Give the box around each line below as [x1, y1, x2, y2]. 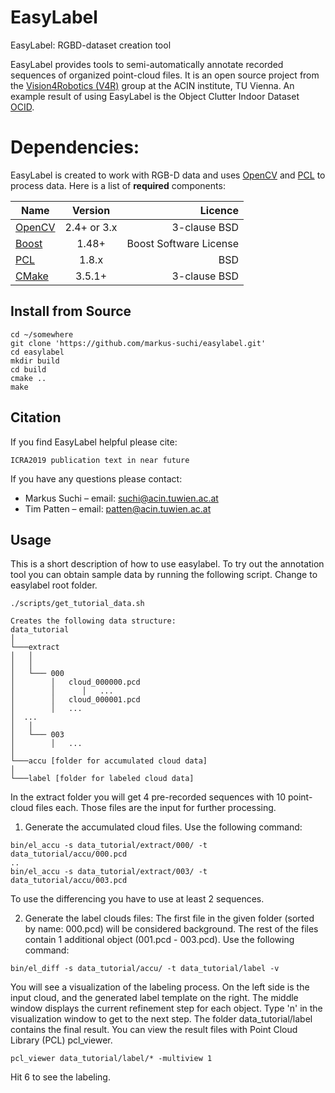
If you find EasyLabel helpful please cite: [10, 436, 178, 448]
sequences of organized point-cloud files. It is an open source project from [10, 69, 320, 81]
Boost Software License [126, 236, 240, 250]
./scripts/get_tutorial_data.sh [10, 599, 145, 609]
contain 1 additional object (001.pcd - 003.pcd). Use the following [24, 934, 295, 946]
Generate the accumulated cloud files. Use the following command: [24, 821, 303, 833]
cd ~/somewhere [10, 329, 74, 340]
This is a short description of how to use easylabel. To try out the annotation [10, 558, 325, 570]
